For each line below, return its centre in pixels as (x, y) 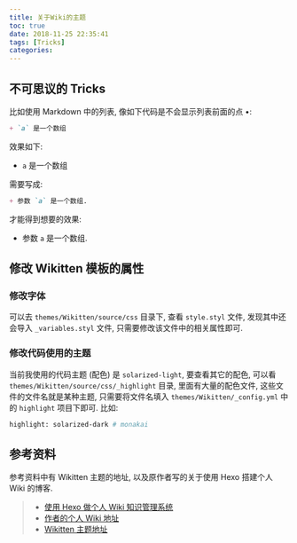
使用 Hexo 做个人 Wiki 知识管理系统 (109, 508)
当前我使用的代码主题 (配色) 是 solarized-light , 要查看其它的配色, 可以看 (143, 374)
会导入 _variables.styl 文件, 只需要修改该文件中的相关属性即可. (126, 328)
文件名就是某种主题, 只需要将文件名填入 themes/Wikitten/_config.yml (152, 397)
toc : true (27, 26)
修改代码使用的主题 (50, 353)
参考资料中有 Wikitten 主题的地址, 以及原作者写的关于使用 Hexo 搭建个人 (141, 477)
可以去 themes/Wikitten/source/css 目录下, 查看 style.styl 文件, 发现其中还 (148, 317)
